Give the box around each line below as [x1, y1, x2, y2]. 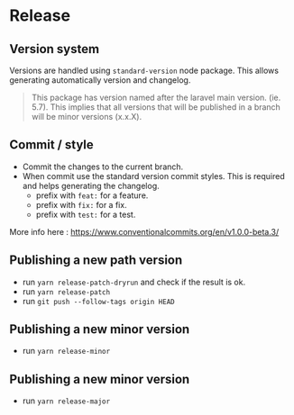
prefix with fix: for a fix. [35, 199, 128, 210]
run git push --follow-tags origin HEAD [22, 295, 175, 306]
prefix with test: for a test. [35, 209, 136, 220]
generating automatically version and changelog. [9, 75, 191, 86]
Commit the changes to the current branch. [22, 161, 184, 172]
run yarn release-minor [22, 346, 111, 356]
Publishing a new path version [9, 253, 183, 268]
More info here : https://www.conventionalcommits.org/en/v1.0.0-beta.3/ [9, 226, 280, 237]
